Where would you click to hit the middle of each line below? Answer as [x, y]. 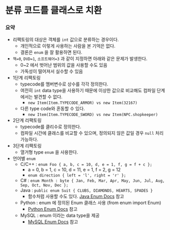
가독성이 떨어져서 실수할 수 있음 [51, 71]
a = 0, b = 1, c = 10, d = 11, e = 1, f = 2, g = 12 [74, 170]
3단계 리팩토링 [27, 146]
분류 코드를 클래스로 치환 [54, 10]
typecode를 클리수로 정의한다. [51, 127]
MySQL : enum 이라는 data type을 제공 [60, 215]
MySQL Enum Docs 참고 [53, 222]
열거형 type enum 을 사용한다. [49, 152]
